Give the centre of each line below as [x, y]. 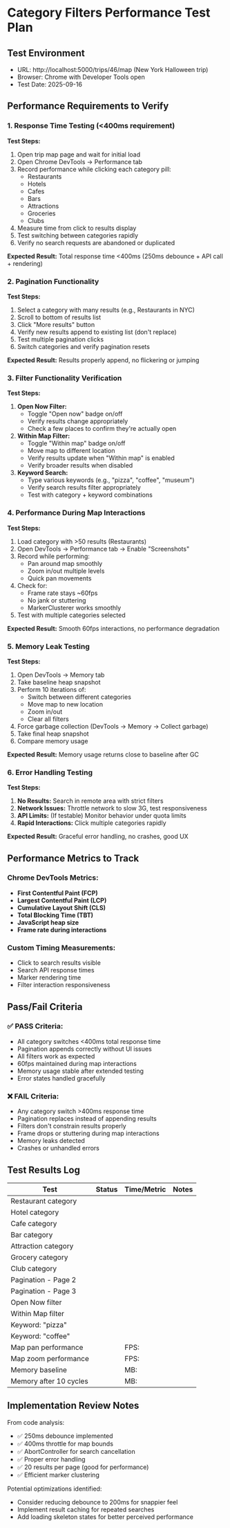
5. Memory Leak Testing [48, 646]
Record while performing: [53, 556]
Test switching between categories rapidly [78, 235]
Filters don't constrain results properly [71, 1126]
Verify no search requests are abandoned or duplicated [96, 242]
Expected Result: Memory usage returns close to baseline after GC [103, 754]
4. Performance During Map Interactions [76, 513]
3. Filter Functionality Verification [65, 377]
